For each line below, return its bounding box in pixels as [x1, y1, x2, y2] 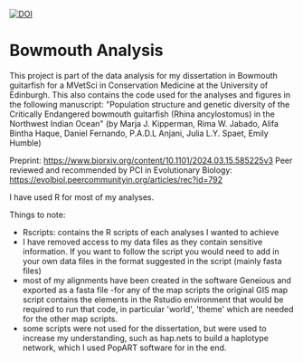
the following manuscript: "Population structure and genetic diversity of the [9, 99, 290, 110]
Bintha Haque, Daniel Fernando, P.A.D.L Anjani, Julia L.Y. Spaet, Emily [9, 128, 269, 138]
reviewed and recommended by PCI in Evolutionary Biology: [9, 164, 233, 176]
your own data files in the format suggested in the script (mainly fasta [22, 255, 282, 266]
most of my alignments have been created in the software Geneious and [22, 274, 292, 285]
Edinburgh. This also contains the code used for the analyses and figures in [9, 89, 291, 100]
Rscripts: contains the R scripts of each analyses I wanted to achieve [22, 226, 279, 237]
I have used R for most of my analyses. [9, 191, 155, 203]
